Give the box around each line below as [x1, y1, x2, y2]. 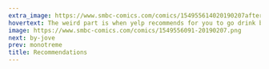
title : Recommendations [8, 48, 88, 56]
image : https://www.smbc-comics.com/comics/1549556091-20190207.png [8, 26, 242, 34]
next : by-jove [8, 33, 56, 42]
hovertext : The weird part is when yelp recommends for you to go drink [8, 19, 256, 27]
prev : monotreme [8, 41, 62, 49]
